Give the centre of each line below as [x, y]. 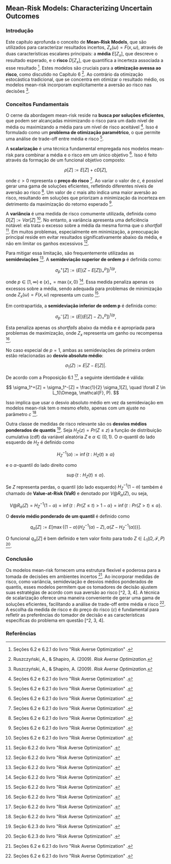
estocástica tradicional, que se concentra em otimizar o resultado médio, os [85, 79]
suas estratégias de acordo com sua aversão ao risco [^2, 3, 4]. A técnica [83, 593]
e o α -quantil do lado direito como [41, 465]
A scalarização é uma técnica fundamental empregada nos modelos [77, 148]
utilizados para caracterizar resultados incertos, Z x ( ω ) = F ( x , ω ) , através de [84, 48]
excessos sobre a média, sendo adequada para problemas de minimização [84, 289]
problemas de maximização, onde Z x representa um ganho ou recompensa [84, 333]
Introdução [20, 31]
